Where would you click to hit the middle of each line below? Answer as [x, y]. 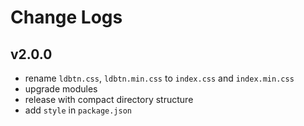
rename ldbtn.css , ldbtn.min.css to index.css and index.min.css [159, 78]
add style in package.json [78, 110]
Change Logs [66, 17]
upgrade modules [61, 89]
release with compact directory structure [109, 99]
